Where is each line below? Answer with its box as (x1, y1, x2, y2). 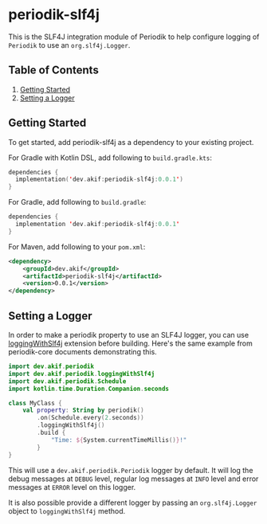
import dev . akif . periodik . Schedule (8, 377, 127, 385)
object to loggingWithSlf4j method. (8, 506, 126, 515)
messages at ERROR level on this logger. (8, 482, 136, 491)
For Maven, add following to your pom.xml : (8, 241, 146, 252)
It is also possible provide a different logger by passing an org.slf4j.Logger (8, 498, 257, 507)
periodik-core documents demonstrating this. (8, 347, 157, 356)
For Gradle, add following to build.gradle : (8, 197, 147, 207)
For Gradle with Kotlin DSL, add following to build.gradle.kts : (8, 153, 213, 162)
